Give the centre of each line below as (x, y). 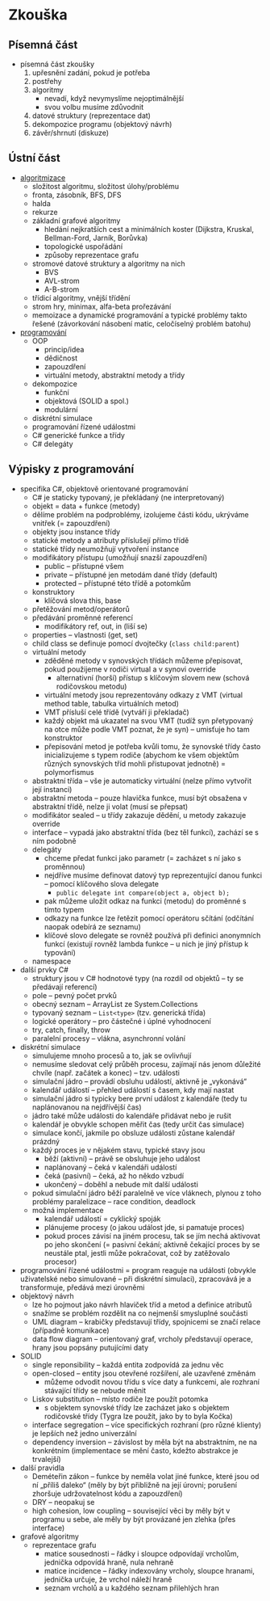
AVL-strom (62, 280)
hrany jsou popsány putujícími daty (90, 1347)
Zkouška (38, 15)
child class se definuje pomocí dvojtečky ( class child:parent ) (136, 643)
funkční (57, 392)
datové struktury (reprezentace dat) (91, 116)
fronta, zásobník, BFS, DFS (77, 195)
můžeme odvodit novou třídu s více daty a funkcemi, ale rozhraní (152, 1382)
